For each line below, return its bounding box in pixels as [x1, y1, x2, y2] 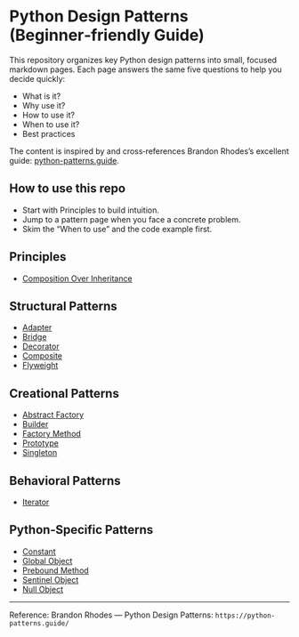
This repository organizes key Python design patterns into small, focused [9, 54, 278, 65]
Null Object [21, 584, 64, 594]
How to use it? [21, 109, 76, 120]
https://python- [214, 611, 276, 620]
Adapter [21, 322, 53, 333]
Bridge [21, 332, 47, 343]
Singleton [21, 448, 58, 458]
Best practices [21, 128, 76, 139]
